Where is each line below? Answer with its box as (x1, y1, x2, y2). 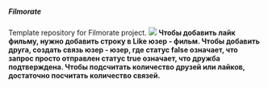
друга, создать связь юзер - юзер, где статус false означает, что (8, 44, 238, 54)
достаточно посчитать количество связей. (8, 70, 161, 80)
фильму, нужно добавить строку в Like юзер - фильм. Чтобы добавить (8, 36, 260, 46)
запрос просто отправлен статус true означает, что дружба (8, 53, 220, 63)
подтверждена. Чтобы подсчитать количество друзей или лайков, (8, 61, 245, 72)
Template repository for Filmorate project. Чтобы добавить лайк (8, 27, 236, 37)
